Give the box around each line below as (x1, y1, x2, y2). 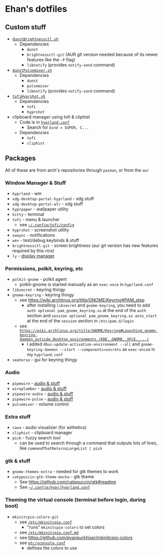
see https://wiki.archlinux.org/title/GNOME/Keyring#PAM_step (19, 297, 145, 303)
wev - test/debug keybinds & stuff (12, 238, 79, 243)
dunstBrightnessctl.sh (12, 37, 59, 42)
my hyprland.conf (26, 352, 63, 358)
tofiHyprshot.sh (12, 94, 46, 99)
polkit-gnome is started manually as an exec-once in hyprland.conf (19, 282, 154, 288)
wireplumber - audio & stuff (12, 386, 67, 391)
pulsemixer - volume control (12, 401, 69, 407)
